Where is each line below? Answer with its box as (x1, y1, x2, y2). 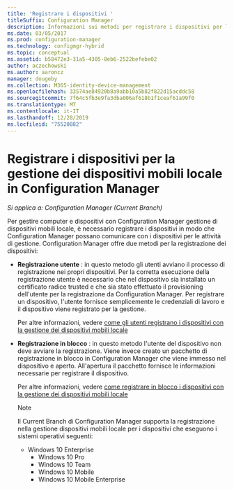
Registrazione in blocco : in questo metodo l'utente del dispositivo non (17, 340, 221, 348)
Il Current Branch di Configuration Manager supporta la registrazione (17, 417, 215, 426)
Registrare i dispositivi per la (7, 151, 175, 166)
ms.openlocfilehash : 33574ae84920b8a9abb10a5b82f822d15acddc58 (7, 88, 195, 95)
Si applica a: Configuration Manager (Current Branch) (7, 203, 163, 212)
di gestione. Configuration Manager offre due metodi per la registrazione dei (7, 239, 226, 248)
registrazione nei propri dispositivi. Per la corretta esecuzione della (17, 268, 210, 276)
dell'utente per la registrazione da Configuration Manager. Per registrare (17, 290, 225, 298)
